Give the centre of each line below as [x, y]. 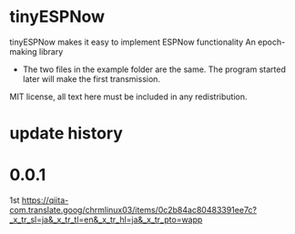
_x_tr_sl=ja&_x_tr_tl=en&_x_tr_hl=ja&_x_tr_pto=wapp [106, 219]
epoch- [272, 42]
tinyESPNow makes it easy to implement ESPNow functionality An [133, 42]
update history [66, 133]
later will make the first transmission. [92, 78]
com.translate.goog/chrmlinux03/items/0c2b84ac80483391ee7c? [133, 210]
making [24, 51]
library [51, 51]
